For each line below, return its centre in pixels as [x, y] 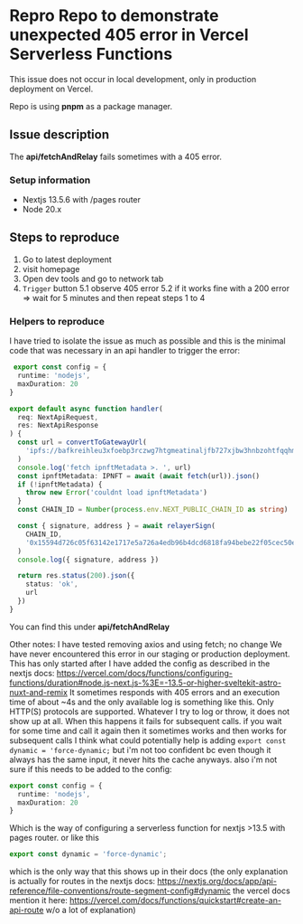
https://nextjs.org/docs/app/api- [217, 882]
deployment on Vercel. [51, 89]
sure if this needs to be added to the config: [91, 768]
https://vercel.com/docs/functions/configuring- [144, 673]
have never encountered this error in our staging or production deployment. [150, 654]
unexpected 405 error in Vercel [129, 35]
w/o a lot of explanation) [91, 910]
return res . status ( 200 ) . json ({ [76, 576]
